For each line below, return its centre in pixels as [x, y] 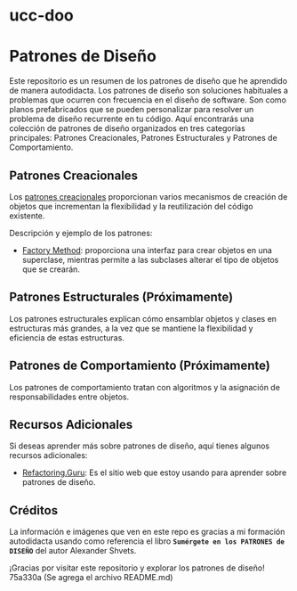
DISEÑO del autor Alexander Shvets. [73, 551]
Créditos [34, 510]
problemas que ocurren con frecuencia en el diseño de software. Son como [148, 100]
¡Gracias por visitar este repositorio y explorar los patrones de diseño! [137, 568]
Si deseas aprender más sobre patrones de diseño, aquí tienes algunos [139, 446]
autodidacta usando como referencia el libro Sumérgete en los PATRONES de [147, 541]
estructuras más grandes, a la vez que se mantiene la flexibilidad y [131, 328]
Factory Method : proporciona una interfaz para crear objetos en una [147, 250]
